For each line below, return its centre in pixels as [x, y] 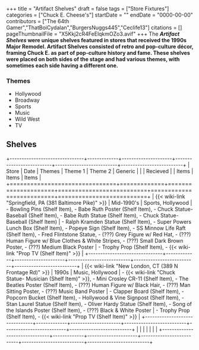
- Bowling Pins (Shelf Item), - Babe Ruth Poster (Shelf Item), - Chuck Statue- [99, 209]
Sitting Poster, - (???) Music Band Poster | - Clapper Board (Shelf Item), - [95, 292]
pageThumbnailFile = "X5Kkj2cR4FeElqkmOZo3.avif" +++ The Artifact [93, 34]
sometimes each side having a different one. [62, 65]
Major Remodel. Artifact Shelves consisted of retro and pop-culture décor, [100, 46]
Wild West [27, 119]
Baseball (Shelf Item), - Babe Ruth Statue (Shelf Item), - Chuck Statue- [93, 215]
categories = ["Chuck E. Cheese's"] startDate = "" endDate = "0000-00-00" [99, 15]
